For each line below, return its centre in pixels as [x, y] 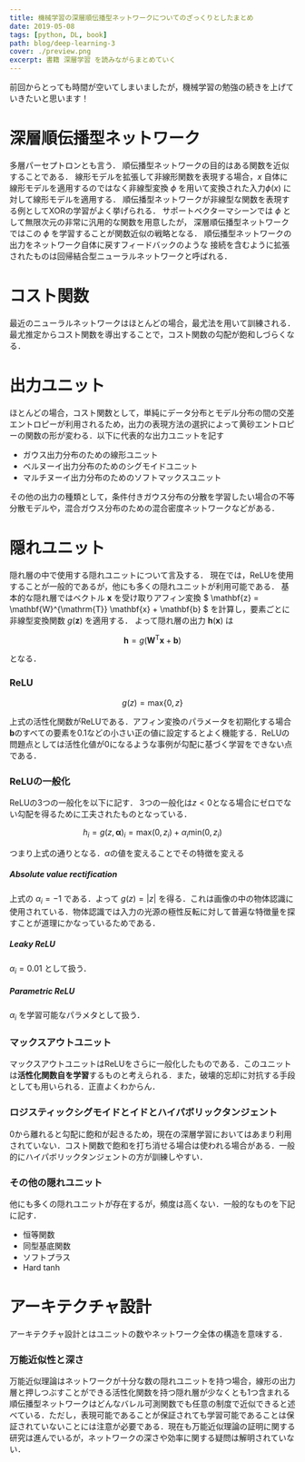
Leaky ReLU [33, 944]
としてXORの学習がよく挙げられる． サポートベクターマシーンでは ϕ [153, 211]
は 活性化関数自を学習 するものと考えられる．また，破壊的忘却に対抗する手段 [152, 1075]
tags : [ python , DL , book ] [58, 35]
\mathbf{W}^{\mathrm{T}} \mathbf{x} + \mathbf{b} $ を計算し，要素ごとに [150, 608]
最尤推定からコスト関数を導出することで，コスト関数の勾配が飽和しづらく [148, 334]
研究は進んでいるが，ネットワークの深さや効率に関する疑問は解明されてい [148, 1438]
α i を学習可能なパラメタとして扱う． [77, 1016]
